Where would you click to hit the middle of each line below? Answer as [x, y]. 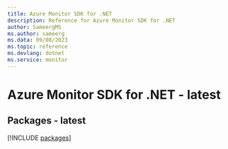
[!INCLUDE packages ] [39, 138]
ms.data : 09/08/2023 [38, 40]
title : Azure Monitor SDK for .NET [60, 14]
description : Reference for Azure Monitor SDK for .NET [91, 20]
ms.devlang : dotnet [36, 54]
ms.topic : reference [38, 47]
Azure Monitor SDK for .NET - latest [114, 94]
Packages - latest [47, 121]
